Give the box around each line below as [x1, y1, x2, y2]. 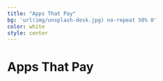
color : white [7, 23, 45, 30]
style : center [7, 29, 49, 37]
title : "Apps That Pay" [7, 10, 77, 17]
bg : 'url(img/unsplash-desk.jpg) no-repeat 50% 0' [7, 17, 157, 24]
